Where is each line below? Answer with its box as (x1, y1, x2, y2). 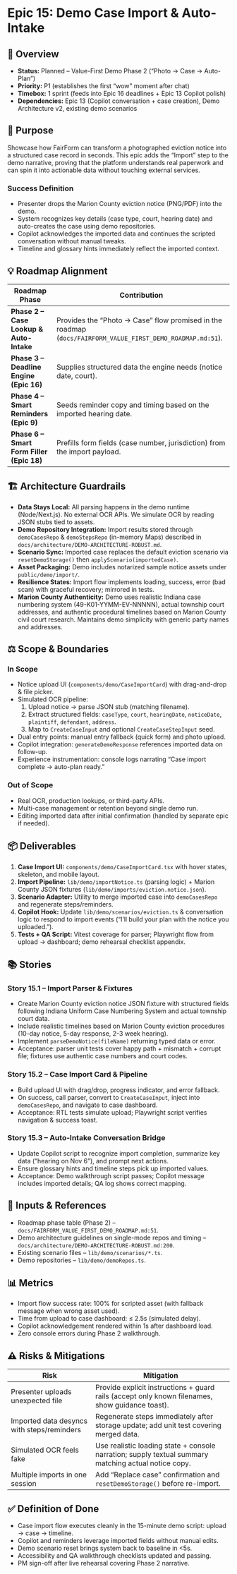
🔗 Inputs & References (7, 1199, 107, 1211)
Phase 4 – (11, 391, 44, 401)
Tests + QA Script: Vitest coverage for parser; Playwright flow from (17, 930, 214, 938)
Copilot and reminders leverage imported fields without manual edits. (17, 1537, 219, 1545)
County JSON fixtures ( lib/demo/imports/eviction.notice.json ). (17, 885, 207, 893)
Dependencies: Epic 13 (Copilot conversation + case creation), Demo (17, 97, 220, 105)
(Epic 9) (11, 418, 38, 428)
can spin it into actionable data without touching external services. (7, 166, 201, 174)
